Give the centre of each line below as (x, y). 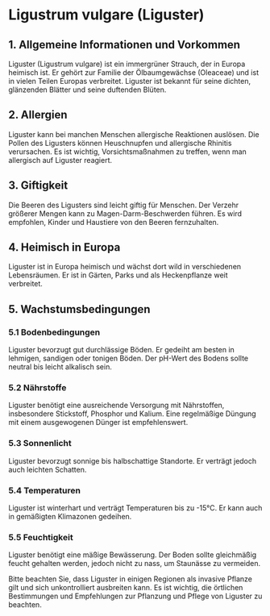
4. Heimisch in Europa (64, 248)
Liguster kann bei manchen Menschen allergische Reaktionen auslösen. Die (134, 134)
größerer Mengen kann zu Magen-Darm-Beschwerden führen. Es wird (125, 213)
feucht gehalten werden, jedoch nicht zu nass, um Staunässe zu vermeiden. (135, 564)
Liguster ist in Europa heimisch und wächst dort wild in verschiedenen (125, 267)
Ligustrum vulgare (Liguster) (106, 15)
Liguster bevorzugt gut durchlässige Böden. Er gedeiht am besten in (122, 350)
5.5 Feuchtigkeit (41, 537)
